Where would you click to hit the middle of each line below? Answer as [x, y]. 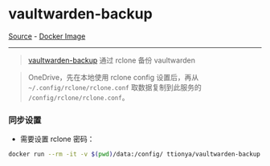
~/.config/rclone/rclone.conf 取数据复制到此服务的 [115, 87]
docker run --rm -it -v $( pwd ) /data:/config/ [86, 154]
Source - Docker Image [47, 36]
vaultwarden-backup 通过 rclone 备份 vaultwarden [111, 60]
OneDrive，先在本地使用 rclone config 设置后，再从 [113, 77]
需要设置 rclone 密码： [57, 139]
